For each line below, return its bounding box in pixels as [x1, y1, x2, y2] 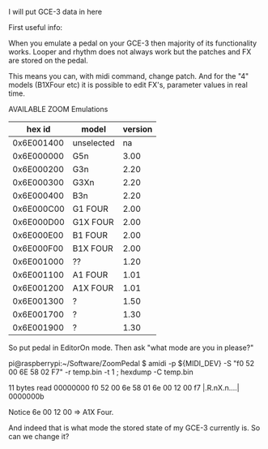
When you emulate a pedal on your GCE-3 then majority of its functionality [8, 38, 257, 48]
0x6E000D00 [12, 217, 65, 227]
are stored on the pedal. [8, 56, 89, 65]
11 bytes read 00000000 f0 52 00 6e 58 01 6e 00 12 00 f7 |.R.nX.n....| [8, 383, 240, 392]
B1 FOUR [72, 230, 108, 240]
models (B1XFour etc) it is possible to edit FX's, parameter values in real [8, 80, 249, 89]
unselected [72, 137, 115, 149]
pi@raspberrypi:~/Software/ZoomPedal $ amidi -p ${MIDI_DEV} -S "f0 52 [8, 359, 255, 368]
